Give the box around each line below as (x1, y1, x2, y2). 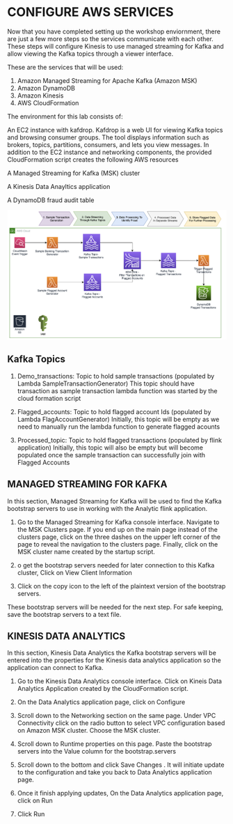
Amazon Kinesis (17, 91, 64, 100)
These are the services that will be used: (7, 63, 124, 71)
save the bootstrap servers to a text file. (7, 610, 122, 618)
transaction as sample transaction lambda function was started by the (17, 386, 218, 395)
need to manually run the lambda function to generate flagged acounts (17, 422, 220, 431)
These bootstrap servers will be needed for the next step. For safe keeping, (7, 602, 224, 611)
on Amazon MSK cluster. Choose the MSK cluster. (17, 726, 161, 735)
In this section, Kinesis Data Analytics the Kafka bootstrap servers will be (7, 649, 217, 657)
